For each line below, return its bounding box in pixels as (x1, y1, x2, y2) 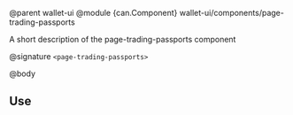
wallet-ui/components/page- (179, 8, 285, 18)
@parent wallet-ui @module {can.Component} (9, 8, 178, 18)
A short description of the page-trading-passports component (9, 34, 236, 44)
